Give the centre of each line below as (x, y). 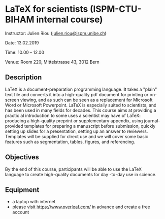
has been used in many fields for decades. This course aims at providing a (81, 110)
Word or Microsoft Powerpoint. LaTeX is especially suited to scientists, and (81, 105)
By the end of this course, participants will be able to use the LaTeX (73, 169)
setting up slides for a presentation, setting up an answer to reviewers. (77, 131)
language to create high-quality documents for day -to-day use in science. (81, 174)
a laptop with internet (34, 202)
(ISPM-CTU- (116, 9)
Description (23, 77)
